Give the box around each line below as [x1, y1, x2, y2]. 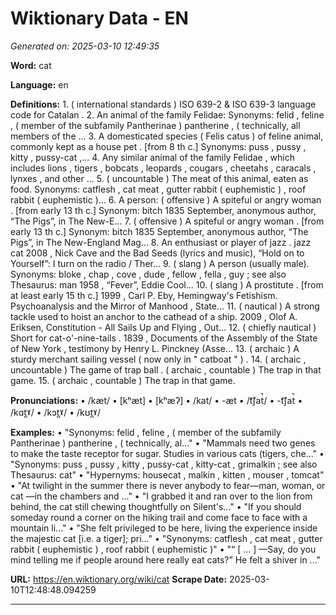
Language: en [10, 78, 69, 91]
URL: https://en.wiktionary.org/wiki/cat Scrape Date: [10, 573, 228, 585]
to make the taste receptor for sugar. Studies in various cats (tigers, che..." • [10, 447, 325, 459]
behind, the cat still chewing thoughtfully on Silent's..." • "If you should [10, 500, 302, 512]
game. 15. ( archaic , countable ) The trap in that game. [10, 374, 236, 386]
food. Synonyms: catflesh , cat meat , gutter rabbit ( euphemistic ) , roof [10, 183, 307, 195]
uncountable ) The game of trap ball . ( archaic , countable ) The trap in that [10, 363, 322, 376]
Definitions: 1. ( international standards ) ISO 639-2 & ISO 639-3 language [10, 98, 317, 110]
